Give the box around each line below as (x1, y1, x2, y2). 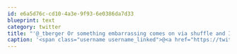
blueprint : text (7, 17, 55, 24)
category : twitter (7, 23, 61, 30)
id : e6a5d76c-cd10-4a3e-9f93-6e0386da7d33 (7, 10, 134, 18)
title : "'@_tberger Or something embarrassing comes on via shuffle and (7, 29, 226, 37)
